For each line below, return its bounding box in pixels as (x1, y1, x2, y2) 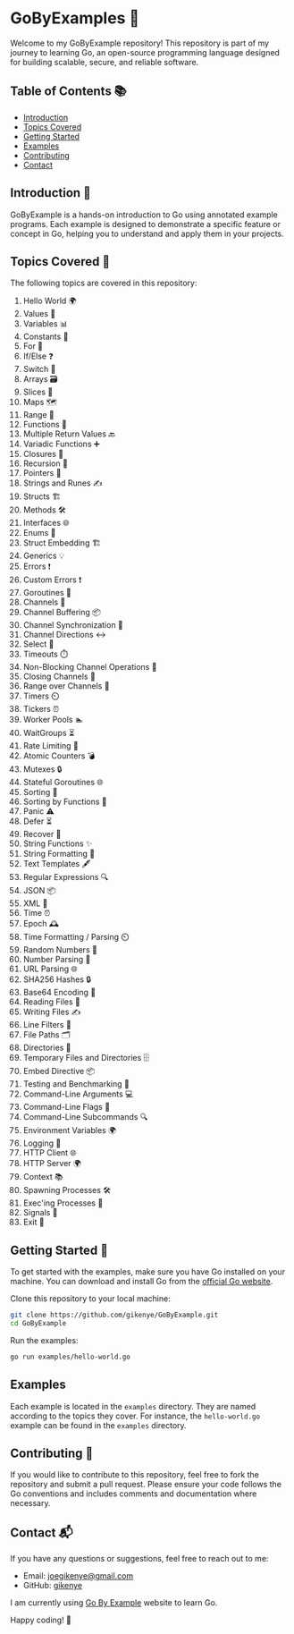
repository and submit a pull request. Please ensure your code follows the (10, 1479, 282, 1490)
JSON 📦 (22, 885, 56, 896)
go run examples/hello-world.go (10, 1352, 130, 1361)
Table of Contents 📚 (10, 84, 128, 99)
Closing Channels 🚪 (22, 671, 97, 682)
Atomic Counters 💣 (22, 750, 96, 761)
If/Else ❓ (22, 351, 54, 361)
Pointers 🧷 (22, 468, 62, 478)
